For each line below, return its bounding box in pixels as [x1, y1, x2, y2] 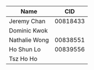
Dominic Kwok [9, 27, 48, 34]
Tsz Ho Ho [9, 55, 38, 62]
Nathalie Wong [9, 36, 49, 44]
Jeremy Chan [9, 17, 46, 25]
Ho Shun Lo [9, 46, 41, 53]
